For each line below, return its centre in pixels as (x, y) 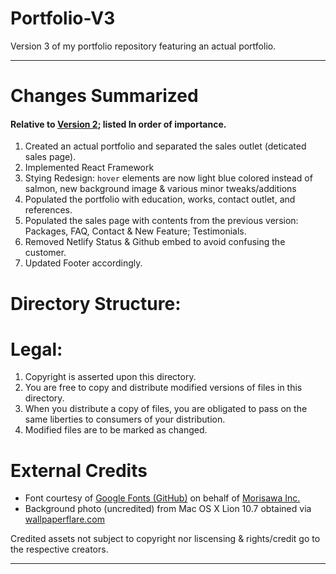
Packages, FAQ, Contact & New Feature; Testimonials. (135, 231)
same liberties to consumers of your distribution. (125, 419)
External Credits (79, 470)
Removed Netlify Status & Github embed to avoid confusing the (155, 242)
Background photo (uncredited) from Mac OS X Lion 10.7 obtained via (168, 509)
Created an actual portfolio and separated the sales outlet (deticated (165, 146)
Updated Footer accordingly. (83, 263)
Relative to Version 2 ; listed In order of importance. (118, 124)
